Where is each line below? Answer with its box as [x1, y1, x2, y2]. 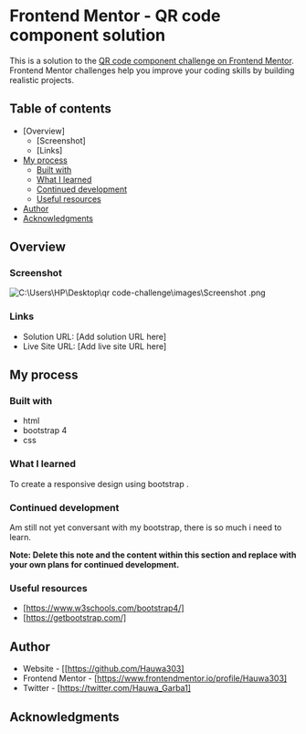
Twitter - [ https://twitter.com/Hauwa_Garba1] [22, 683, 192, 694]
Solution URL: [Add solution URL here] [22, 331, 167, 342]
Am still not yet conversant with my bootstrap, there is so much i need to [9, 522, 282, 533]
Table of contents [9, 101, 111, 117]
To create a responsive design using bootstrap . [9, 478, 189, 489]
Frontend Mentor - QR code [9, 5, 221, 27]
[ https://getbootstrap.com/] [22, 612, 127, 623]
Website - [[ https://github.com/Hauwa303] [22, 664, 185, 675]
